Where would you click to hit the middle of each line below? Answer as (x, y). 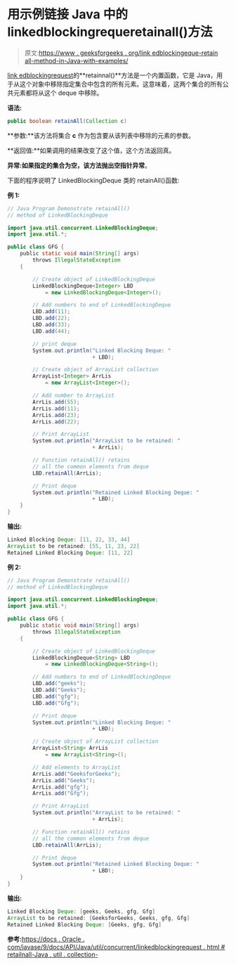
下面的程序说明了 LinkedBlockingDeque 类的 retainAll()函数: (93, 180)
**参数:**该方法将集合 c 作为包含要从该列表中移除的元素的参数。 (101, 135)
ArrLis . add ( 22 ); (56, 422)
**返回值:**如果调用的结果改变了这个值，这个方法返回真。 (91, 150)
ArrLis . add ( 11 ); (56, 409)
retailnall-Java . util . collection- (53, 954)
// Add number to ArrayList (73, 396)
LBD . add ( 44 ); (52, 331)
